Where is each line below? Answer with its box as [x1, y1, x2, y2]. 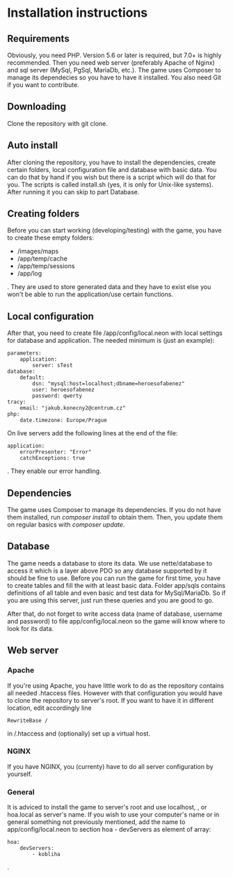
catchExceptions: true [19, 455, 86, 462]
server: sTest [32, 362, 73, 369]
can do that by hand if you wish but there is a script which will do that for [7, 173, 216, 181]
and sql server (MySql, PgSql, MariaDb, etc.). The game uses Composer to [7, 66, 221, 74]
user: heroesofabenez [32, 387, 95, 394]
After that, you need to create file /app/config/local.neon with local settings [7, 329, 223, 337]
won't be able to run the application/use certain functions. [7, 290, 174, 299]
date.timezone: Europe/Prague [19, 417, 108, 424]
